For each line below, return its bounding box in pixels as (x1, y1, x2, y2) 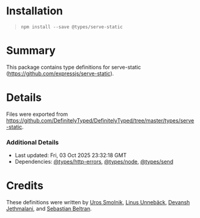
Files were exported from (6, 110, 68, 118)
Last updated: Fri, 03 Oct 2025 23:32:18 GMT (14, 152, 127, 159)
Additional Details (6, 138, 59, 146)
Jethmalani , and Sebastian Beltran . (6, 205, 92, 213)
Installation (6, 4, 63, 18)
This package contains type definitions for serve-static (6, 63, 141, 70)
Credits (6, 179, 44, 192)
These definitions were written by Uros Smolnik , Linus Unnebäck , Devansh (6, 199, 190, 206)
